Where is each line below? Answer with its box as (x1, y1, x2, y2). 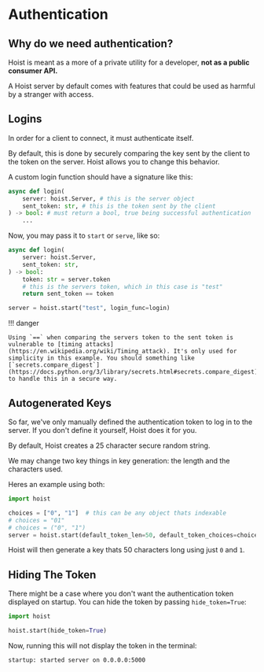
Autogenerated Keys (8, 396, 112, 410)
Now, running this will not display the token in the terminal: (8, 641, 197, 650)
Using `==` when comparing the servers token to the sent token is (8, 334, 234, 342)
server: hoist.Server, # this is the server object (22, 194, 195, 202)
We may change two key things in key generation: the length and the (8, 456, 230, 465)
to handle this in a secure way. (8, 375, 118, 383)
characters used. (8, 464, 63, 474)
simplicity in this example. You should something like (8, 354, 195, 363)
